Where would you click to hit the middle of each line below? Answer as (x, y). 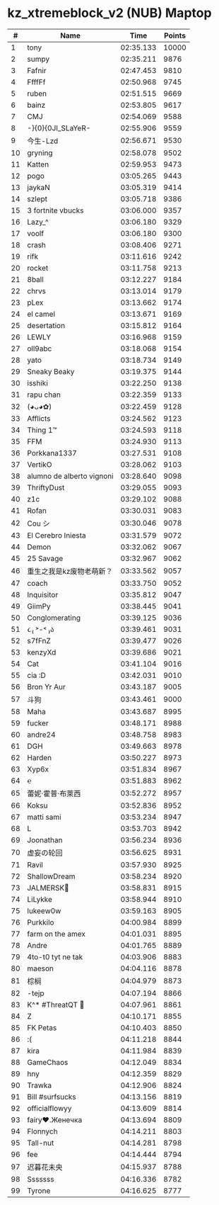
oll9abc (40, 349)
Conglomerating (54, 618)
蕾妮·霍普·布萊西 (54, 793)
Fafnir (37, 70)
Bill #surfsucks (52, 1097)
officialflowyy (49, 1108)
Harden (39, 757)
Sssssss (41, 1179)
